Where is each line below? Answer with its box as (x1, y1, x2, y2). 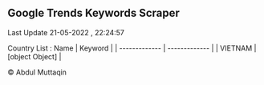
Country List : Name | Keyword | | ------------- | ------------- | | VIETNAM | (7, 43, 257, 53)
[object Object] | (7, 51, 62, 61)
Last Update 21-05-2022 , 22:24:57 (7, 27, 125, 37)
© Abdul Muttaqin (7, 67, 67, 77)
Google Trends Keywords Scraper (7, 6, 180, 20)
